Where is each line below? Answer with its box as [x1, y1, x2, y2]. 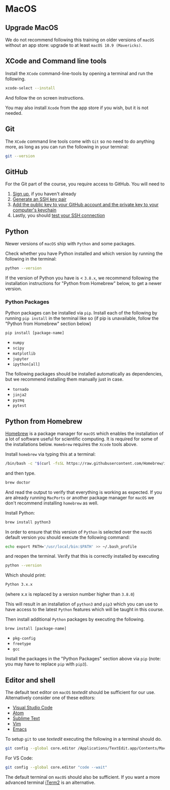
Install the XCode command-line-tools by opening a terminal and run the [5, 70, 153, 76]
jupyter [12, 357, 29, 362]
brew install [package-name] [5, 626, 67, 631]
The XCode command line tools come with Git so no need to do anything [5, 138, 155, 144]
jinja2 [12, 392, 27, 398]
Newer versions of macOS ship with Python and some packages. [5, 241, 136, 246]
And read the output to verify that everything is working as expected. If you [5, 489, 162, 495]
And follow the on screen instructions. [5, 94, 84, 101]
